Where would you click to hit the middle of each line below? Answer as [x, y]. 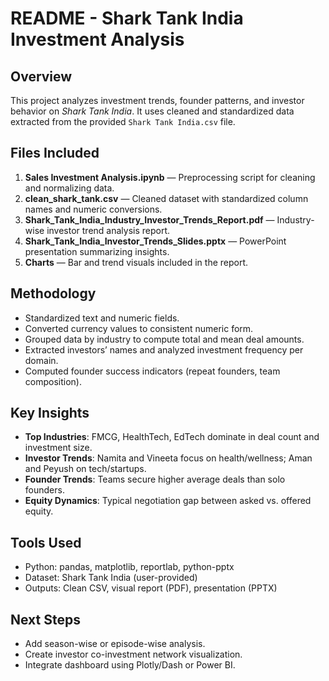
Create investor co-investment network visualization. [133, 654]
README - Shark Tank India [127, 18]
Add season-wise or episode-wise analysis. [115, 644]
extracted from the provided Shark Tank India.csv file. [123, 121]
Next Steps [45, 619]
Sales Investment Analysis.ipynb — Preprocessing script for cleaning [170, 177]
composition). [53, 381]
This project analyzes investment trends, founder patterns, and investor [157, 100]
